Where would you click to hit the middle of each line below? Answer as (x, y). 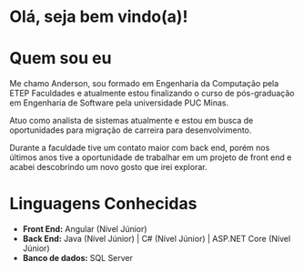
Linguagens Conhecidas (103, 204)
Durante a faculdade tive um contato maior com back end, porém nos (140, 148)
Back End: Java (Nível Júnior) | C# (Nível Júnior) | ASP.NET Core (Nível (157, 239)
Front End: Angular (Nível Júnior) (85, 229)
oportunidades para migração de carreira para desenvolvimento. (131, 130)
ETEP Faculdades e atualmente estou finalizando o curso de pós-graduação (152, 94)
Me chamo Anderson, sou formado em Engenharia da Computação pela (144, 84)
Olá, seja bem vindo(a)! (99, 17)
